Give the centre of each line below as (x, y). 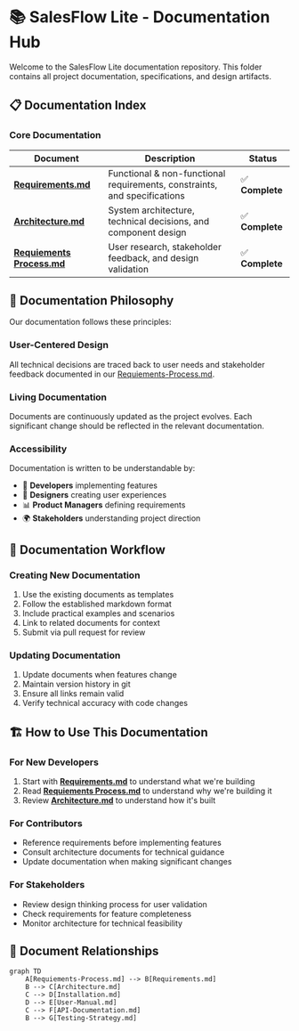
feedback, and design (154, 257)
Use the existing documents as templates (98, 595)
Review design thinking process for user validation (114, 904)
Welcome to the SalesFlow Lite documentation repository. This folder (136, 67)
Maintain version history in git (76, 684)
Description (170, 158)
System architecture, (151, 210)
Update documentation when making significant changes (127, 862)
